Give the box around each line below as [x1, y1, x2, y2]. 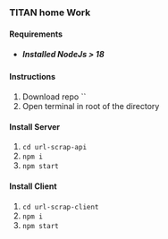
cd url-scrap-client [21, 202, 99, 211]
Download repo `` [21, 91, 87, 102]
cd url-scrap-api [21, 143, 88, 152]
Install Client [9, 181, 57, 192]
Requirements [9, 29, 63, 39]
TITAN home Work [9, 6, 91, 19]
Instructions [9, 72, 56, 82]
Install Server [9, 121, 61, 132]
